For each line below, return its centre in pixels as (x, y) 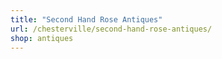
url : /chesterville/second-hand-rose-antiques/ (111, 29)
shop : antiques (42, 38)
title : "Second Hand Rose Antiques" (86, 19)
